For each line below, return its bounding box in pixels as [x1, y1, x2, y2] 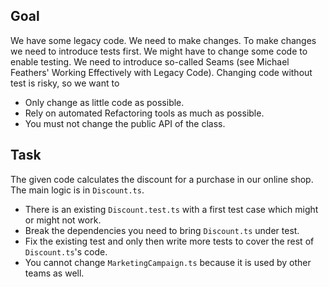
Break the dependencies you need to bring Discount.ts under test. [24, 224, 300, 236]
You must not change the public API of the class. [24, 117, 226, 129]
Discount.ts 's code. [24, 245, 108, 258]
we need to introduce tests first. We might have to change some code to [10, 45, 308, 57]
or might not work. [24, 214, 102, 226]
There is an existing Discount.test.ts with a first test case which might [24, 203, 319, 215]
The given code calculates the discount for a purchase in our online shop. [10, 173, 314, 185]
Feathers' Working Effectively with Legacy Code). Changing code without [10, 66, 313, 78]
